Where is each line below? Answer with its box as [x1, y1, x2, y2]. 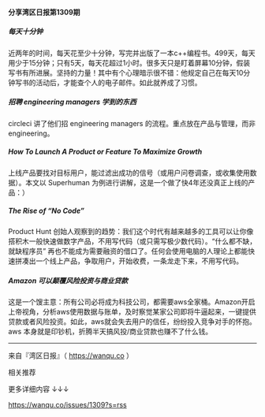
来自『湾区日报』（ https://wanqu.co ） [8, 351, 134, 360]
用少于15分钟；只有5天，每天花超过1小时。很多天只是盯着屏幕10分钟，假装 [8, 58, 251, 67]
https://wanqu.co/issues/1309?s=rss [8, 400, 128, 410]
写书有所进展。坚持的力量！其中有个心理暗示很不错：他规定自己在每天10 [8, 68, 244, 77]
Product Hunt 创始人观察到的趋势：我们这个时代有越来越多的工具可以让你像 [8, 227, 254, 236]
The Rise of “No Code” [8, 206, 85, 216]
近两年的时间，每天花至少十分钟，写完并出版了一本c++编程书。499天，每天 [8, 48, 256, 58]
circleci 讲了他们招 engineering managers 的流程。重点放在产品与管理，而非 [8, 118, 256, 128]
